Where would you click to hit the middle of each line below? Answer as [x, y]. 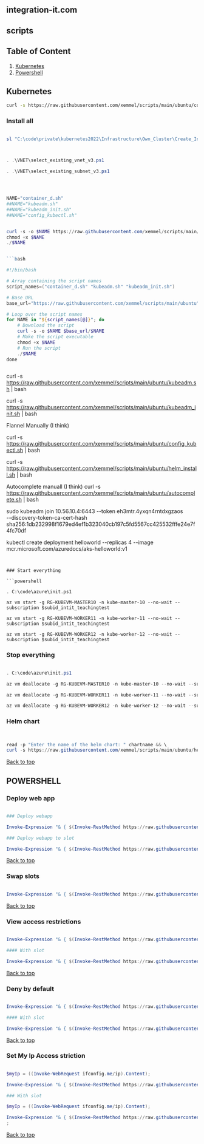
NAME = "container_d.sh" [35, 199]
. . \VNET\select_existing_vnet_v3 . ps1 [55, 160]
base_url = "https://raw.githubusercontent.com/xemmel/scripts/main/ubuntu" [103, 303]
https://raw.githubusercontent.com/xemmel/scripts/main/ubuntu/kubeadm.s [101, 383]
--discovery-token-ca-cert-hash [47, 518]
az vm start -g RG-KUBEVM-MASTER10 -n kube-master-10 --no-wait [89, 603]
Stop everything [31, 655]
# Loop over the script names [45, 314]
